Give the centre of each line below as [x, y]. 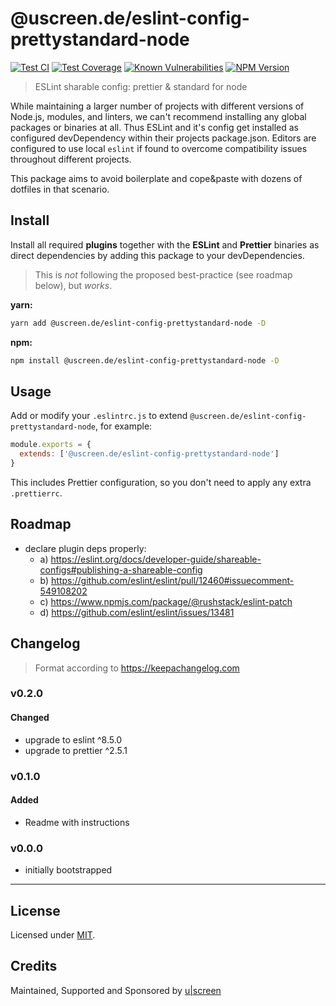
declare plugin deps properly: [85, 548]
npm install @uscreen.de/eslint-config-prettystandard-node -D [145, 360]
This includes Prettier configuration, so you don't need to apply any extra [161, 482]
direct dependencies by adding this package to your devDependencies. [157, 255]
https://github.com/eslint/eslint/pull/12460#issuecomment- [173, 580]
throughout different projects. [71, 159]
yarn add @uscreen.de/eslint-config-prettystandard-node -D [138, 323]
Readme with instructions [77, 822]
